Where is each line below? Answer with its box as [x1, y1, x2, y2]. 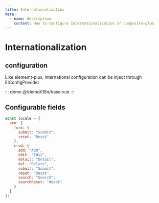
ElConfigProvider [5, 79, 40, 86]
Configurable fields [5, 103, 66, 112]
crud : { [14, 143, 29, 148]
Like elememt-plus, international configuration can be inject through [5, 74, 142, 80]
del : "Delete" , [18, 161, 49, 166]
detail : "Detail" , [18, 157, 56, 162]
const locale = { [5, 116, 41, 121]
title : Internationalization [5, 7, 65, 12]
